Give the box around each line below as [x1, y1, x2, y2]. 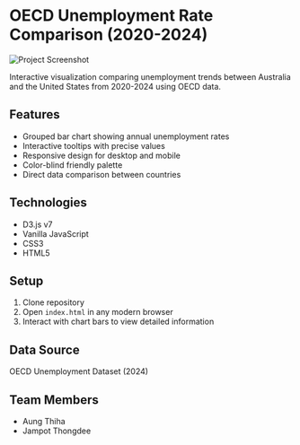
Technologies [9, 195, 88, 211]
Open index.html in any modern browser [22, 307, 173, 318]
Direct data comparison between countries [22, 169, 181, 179]
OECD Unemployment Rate [9, 5, 214, 26]
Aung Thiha [22, 416, 66, 426]
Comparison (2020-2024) [9, 24, 208, 45]
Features [9, 107, 60, 122]
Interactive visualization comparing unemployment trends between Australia [9, 71, 292, 82]
